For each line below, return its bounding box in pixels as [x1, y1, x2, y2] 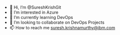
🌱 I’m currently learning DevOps [9, 15, 73, 20]
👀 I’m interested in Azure [9, 9, 59, 15]
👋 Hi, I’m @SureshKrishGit [9, 5, 61, 10]
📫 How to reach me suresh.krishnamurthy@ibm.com [9, 25, 116, 30]
